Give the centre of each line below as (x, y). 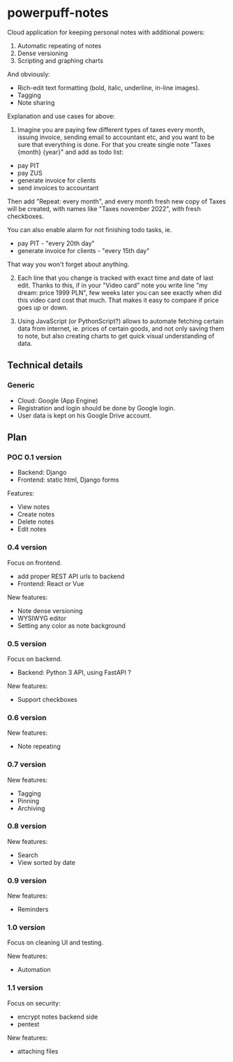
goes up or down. (43, 307)
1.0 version (26, 928)
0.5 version (27, 643)
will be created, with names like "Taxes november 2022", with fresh (104, 208)
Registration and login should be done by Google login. (96, 408)
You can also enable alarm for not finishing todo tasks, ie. (90, 229)
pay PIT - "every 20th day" (56, 243)
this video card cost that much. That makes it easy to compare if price (118, 300)
